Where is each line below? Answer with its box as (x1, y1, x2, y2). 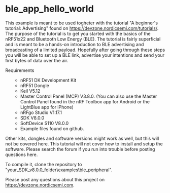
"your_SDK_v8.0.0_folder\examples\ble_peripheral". (5, 167, 113, 173)
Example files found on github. (20, 125, 84, 132)
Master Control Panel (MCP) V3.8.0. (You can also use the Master (20, 93, 157, 99)
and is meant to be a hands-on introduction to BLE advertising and (5, 41, 144, 47)
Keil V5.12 (20, 88, 41, 94)
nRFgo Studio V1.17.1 (20, 109, 62, 115)
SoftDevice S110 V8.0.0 (20, 120, 69, 126)
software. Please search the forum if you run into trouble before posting (5, 146, 155, 152)
